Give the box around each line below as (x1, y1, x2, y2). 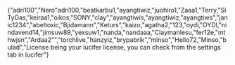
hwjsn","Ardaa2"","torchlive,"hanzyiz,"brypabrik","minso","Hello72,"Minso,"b (7, 36, 227, 44)
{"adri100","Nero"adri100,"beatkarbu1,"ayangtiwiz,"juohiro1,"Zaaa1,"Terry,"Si (7, 6, 227, 14)
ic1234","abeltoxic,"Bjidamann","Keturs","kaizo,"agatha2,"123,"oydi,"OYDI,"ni (7, 21, 227, 29)
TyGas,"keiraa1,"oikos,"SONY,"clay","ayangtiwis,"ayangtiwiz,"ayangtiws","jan (7, 13, 229, 22)
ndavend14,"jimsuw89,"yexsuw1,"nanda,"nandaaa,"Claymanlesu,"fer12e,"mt (7, 28, 226, 36)
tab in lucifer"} (7, 50, 49, 59)
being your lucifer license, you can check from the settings (50, 43, 222, 51)
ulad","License (7, 43, 49, 51)
